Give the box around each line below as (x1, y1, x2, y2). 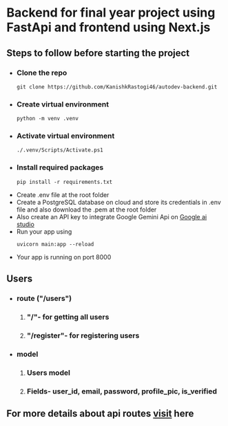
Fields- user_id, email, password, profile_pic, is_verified (26, 386, 218, 396)
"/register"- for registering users (26, 331, 140, 340)
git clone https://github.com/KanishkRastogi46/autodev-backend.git (16, 83, 218, 91)
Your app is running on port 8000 (16, 252, 112, 261)
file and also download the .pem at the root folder (16, 205, 157, 214)
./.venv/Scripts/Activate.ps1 (16, 147, 104, 154)
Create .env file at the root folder (16, 190, 110, 198)
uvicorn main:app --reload (16, 241, 94, 248)
